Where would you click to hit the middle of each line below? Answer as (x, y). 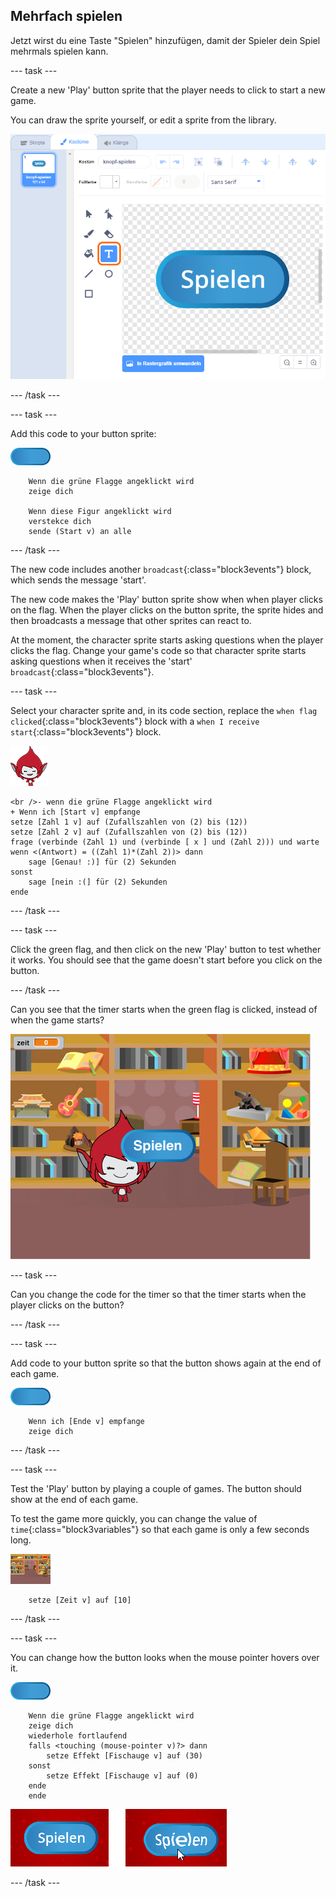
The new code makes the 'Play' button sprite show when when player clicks (166, 600)
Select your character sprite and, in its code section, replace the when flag (164, 711)
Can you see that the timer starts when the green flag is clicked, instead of (164, 1010)
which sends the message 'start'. (78, 580)
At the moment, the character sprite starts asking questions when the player (167, 640)
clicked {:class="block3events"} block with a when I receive (135, 721)
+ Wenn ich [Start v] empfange (75, 812)
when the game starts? (57, 1020)
